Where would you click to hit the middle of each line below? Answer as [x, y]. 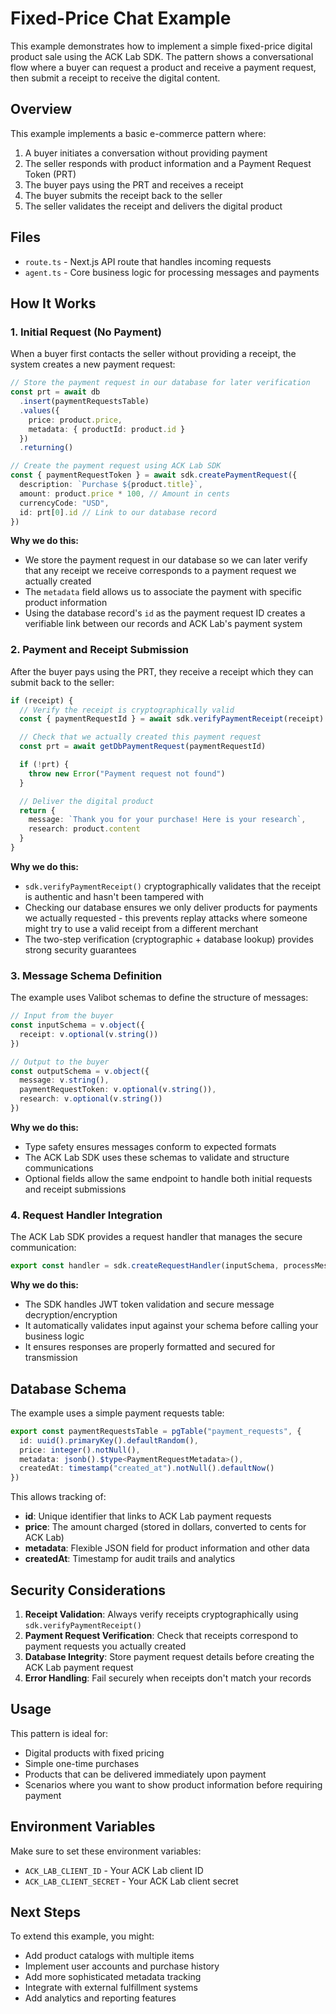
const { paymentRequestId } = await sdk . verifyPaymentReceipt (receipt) [172, 719]
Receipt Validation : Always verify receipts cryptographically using [161, 1614]
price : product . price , [75, 420]
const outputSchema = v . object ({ [80, 1071]
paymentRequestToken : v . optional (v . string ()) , [118, 1090]
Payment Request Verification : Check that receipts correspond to [161, 1636]
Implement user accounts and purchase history [122, 1966]
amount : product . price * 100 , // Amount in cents [124, 493]
